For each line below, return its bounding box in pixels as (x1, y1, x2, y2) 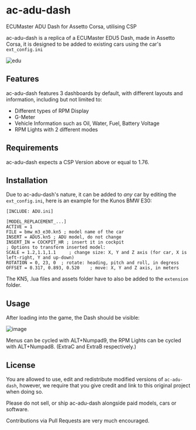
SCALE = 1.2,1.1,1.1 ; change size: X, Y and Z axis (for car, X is (6, 250, 187, 256)
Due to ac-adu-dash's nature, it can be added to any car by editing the (6, 191, 177, 198)
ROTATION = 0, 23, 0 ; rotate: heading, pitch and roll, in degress (6, 260, 180, 266)
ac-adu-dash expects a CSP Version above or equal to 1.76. (6, 158, 149, 165)
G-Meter (14, 113, 36, 120)
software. (6, 406, 29, 412)
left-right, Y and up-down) (6, 255, 75, 261)
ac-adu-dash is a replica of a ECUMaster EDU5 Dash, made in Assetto (6, 34, 176, 41)
